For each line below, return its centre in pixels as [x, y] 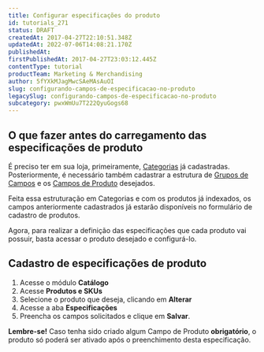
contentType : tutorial [45, 67]
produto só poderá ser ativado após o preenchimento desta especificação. [130, 339]
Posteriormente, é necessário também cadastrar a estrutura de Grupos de [128, 175]
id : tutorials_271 [38, 23]
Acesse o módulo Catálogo [64, 282]
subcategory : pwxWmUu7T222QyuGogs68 [68, 103]
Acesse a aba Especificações [69, 307]
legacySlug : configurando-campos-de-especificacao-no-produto [112, 96]
